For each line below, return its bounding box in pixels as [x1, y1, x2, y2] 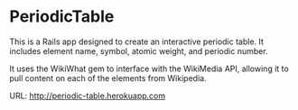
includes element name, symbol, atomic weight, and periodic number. [9, 45, 268, 56]
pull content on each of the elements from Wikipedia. [9, 72, 207, 83]
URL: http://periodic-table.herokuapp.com [9, 90, 165, 101]
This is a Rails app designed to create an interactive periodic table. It [9, 36, 265, 47]
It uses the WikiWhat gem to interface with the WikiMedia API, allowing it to [9, 63, 289, 74]
